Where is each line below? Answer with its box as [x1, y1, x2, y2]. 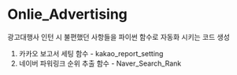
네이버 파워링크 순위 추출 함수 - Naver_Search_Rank [18, 59, 182, 68]
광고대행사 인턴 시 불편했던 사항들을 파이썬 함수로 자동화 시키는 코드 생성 [7, 32, 230, 41]
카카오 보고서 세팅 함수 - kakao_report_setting [18, 48, 164, 58]
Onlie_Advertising [7, 5, 128, 23]
